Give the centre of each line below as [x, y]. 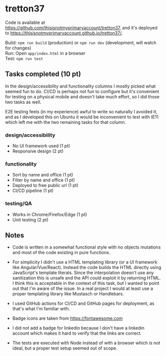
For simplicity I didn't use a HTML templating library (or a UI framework [85, 262]
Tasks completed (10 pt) [43, 74]
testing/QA [19, 203]
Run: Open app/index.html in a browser [45, 53]
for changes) [18, 48]
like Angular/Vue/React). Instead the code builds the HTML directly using [87, 267]
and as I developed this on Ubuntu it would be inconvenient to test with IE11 [82, 117]
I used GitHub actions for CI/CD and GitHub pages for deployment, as [83, 303]
